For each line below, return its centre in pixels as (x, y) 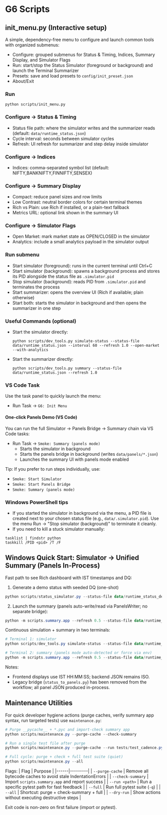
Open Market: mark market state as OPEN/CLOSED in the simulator (81, 236)
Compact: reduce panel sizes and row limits (57, 197)
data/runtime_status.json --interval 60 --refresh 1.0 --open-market (86, 346)
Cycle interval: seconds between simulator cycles (63, 138)
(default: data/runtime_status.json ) (49, 133)
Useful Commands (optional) (41, 321)
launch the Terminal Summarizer (45, 70)
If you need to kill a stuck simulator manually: (59, 529)
